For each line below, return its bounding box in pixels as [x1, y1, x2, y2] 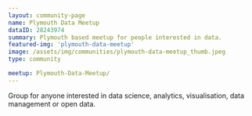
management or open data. [8, 99, 96, 108]
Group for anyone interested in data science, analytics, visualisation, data [8, 91, 245, 100]
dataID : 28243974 [8, 26, 65, 34]
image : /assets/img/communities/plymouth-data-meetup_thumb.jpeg [8, 48, 225, 56]
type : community [8, 56, 61, 63]
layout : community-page [8, 11, 86, 20]
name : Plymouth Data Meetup [8, 19, 100, 27]
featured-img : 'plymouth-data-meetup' [8, 41, 135, 49]
